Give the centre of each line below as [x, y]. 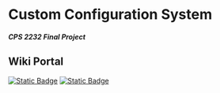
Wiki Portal [36, 62]
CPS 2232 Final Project [47, 36]
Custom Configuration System [110, 15]
